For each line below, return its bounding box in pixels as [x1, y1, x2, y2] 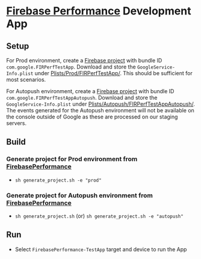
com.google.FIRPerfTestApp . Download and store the [6, 63, 137, 70]
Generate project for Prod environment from [6, 155, 138, 163]
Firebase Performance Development [6, 4, 191, 18]
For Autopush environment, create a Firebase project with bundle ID [6, 88, 175, 94]
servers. [6, 120, 27, 127]
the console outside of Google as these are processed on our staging [6, 113, 178, 120]
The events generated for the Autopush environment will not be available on [6, 107, 194, 114]
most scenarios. [6, 76, 46, 83]
